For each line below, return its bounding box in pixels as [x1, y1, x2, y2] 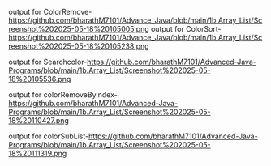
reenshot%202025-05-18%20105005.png [8, 24, 149, 33]
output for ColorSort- [150, 24, 222, 33]
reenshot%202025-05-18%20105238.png [8, 41, 149, 51]
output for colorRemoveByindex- [8, 90, 118, 100]
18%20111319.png [8, 149, 67, 158]
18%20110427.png [8, 116, 69, 125]
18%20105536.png [8, 74, 71, 83]
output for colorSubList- [8, 131, 89, 141]
